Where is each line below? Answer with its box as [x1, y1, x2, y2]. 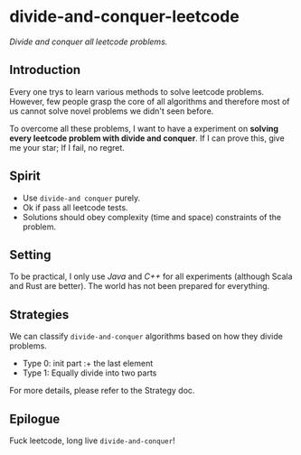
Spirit [9, 169, 41, 184]
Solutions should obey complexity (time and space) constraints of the [22, 211, 282, 222]
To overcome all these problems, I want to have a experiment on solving [9, 123, 278, 134]
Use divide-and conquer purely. [22, 192, 141, 203]
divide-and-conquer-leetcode [9, 6, 240, 27]
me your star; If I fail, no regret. [9, 142, 125, 153]
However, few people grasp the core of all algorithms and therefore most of [9, 96, 291, 107]
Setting [9, 246, 52, 263]
